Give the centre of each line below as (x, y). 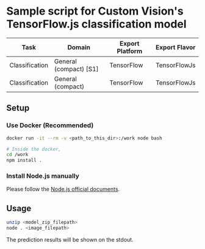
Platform (130, 51)
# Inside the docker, (34, 149)
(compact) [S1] (76, 69)
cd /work (17, 155)
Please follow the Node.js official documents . (63, 189)
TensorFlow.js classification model (97, 24)
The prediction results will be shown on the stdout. (70, 239)
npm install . (24, 160)
